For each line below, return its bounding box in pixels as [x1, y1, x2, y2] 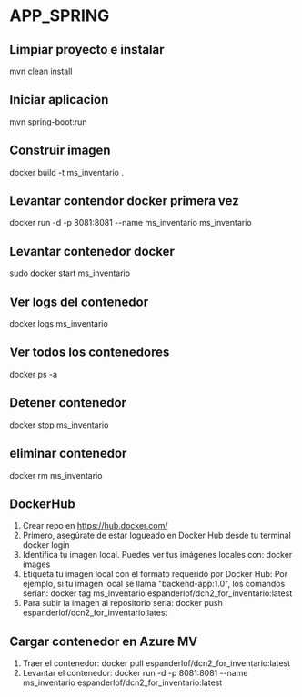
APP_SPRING [9, 5, 110, 26]
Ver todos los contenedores [9, 345, 170, 360]
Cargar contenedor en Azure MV [9, 633, 198, 649]
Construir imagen [9, 143, 111, 158]
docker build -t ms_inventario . [9, 167, 125, 177]
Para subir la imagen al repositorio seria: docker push [22, 598, 223, 609]
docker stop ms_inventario [9, 419, 109, 430]
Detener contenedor [9, 395, 127, 410]
